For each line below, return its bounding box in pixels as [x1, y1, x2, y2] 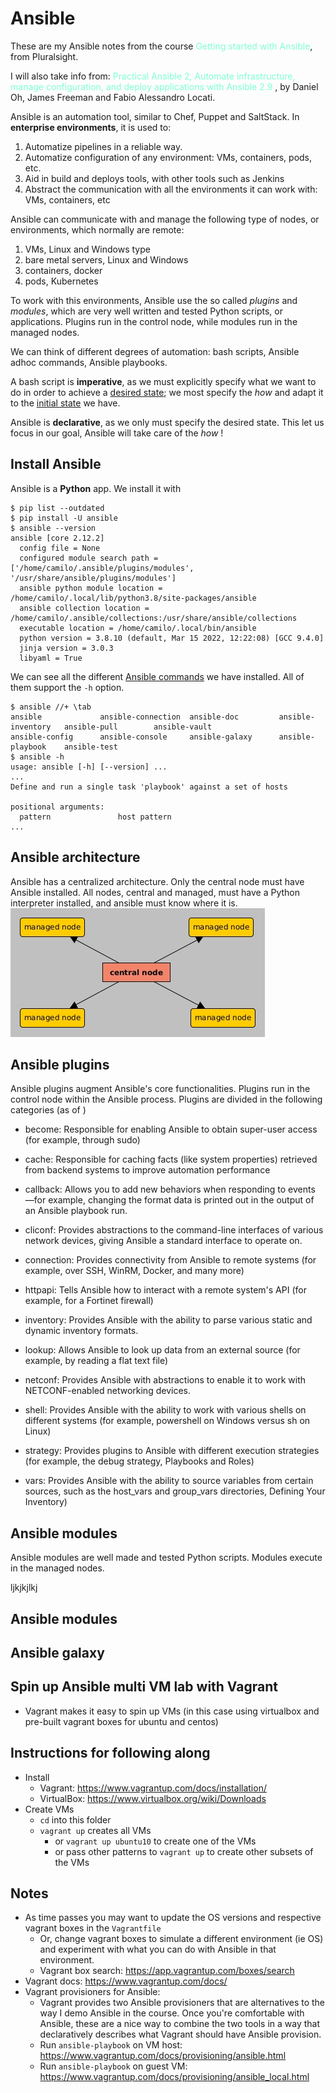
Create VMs [24, 1803, 75, 1815]
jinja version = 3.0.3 [19, 643, 114, 653]
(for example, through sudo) [24, 1134, 141, 1146]
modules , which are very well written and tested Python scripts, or [10, 305, 283, 317]
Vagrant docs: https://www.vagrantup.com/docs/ [24, 1975, 228, 1987]
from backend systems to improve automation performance [24, 1164, 271, 1176]
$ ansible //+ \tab [10, 702, 92, 712]
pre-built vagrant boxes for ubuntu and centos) [24, 1715, 219, 1727]
